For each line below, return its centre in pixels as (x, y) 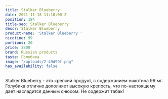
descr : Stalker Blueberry (32, 29)
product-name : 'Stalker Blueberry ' (44, 33)
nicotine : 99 (19, 38)
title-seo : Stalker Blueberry (37, 24)
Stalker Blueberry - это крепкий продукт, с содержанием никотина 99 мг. (84, 81)
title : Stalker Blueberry (32, 10)
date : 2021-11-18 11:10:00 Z (36, 15)
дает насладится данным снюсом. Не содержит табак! (65, 91)
